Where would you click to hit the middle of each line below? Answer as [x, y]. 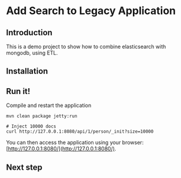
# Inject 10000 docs [31, 127]
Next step [24, 167]
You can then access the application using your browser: [75, 143]
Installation [27, 71]
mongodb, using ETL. [32, 53]
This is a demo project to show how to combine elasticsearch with [86, 46]
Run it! [18, 91]
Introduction [29, 33]
